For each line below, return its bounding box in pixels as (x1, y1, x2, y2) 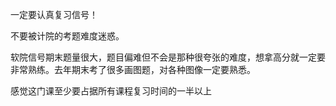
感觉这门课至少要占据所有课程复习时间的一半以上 (10, 85, 212, 97)
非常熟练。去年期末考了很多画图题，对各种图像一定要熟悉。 (10, 64, 256, 75)
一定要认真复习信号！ (10, 9, 98, 20)
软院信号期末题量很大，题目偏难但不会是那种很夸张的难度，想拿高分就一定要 (10, 51, 326, 63)
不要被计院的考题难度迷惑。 (10, 30, 125, 42)
